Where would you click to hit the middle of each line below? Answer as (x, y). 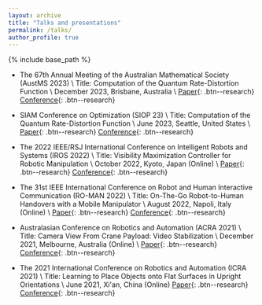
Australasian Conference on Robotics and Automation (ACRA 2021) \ (130, 228)
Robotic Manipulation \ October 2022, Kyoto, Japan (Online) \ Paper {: (132, 164)
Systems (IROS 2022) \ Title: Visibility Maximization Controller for (125, 156)
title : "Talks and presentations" (65, 23)
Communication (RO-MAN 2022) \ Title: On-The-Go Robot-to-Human (131, 196)
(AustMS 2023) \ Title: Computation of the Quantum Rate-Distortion (129, 83)
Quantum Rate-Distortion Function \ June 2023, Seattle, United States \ (135, 123)
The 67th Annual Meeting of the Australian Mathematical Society (124, 75)
